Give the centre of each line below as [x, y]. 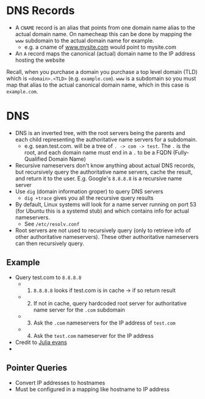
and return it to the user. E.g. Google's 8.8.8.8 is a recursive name [99, 178]
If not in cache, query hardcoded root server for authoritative [110, 303]
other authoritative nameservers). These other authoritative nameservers [107, 236]
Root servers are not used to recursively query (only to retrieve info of [103, 230]
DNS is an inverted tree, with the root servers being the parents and [100, 133]
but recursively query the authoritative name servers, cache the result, [104, 172]
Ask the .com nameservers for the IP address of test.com [104, 323]
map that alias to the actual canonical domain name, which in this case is [98, 85]
